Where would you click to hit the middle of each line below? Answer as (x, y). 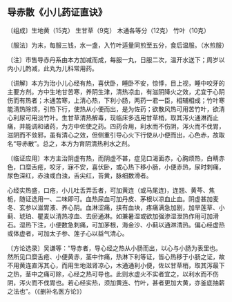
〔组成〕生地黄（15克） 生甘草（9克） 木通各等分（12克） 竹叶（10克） (109, 30)
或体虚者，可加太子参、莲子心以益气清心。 (68, 233)
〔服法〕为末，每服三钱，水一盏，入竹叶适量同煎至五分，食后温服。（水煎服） (117, 45)
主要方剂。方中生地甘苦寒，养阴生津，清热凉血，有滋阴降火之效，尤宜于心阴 (116, 91)
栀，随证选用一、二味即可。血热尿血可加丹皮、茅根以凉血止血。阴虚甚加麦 (113, 198)
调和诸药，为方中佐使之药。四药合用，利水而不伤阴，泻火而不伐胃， (128, 126)
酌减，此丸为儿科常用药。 (61, 68)
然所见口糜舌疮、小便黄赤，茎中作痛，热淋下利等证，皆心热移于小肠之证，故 (116, 256)
